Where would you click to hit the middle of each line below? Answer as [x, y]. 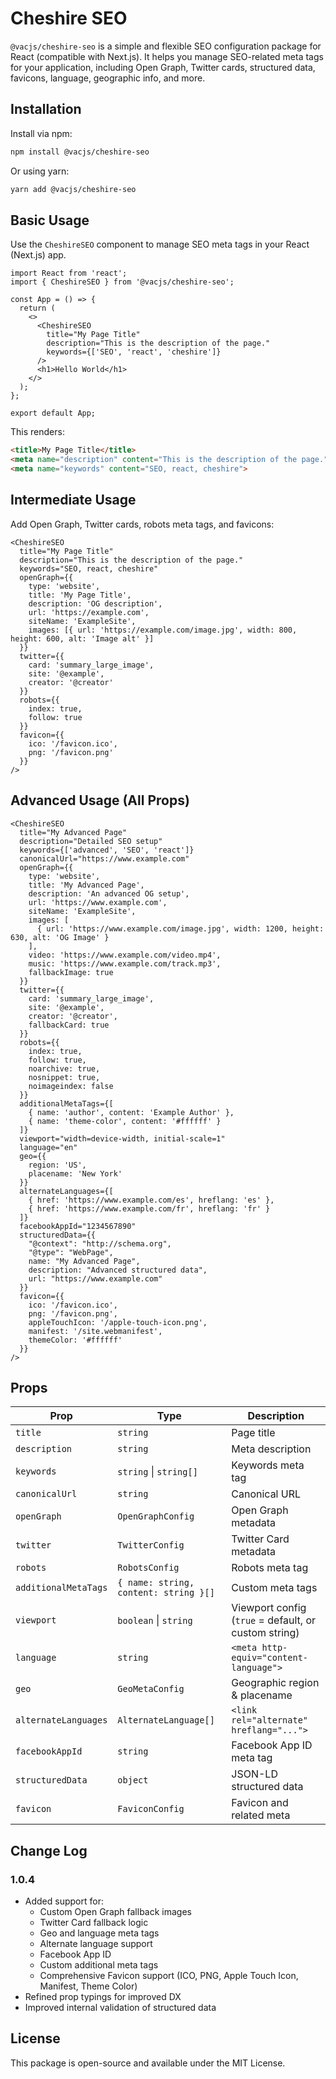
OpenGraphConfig [156, 1516]
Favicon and [260, 1803]
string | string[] [157, 1472]
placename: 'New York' [75, 1173]
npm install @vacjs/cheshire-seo [80, 152]
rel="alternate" [270, 1720]
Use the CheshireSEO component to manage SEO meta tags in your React [160, 244]
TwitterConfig [151, 1545]
